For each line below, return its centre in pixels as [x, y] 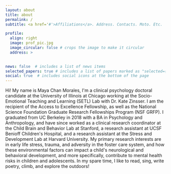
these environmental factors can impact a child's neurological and [75, 150]
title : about [19, 15]
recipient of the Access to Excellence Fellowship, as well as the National [81, 107]
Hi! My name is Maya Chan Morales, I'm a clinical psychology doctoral [79, 90]
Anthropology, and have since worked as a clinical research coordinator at [83, 123]
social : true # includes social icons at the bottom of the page [77, 76]
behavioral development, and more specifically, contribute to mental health [84, 156]
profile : [15, 34]
